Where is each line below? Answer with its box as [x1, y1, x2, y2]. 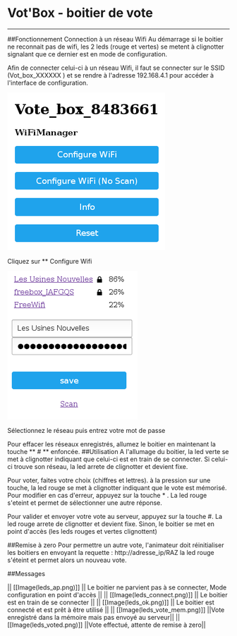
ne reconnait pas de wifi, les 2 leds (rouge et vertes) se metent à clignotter [7, 42, 224, 51]
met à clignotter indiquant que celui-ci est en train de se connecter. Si [7, 455, 210, 463]
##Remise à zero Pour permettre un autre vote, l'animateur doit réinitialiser [7, 541, 224, 549]
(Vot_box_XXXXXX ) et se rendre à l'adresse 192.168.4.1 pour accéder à [7, 71, 214, 79]
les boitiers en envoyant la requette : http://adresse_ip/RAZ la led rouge [7, 548, 214, 556]
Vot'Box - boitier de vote [7, 5, 153, 21]
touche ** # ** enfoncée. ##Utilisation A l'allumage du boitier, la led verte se [7, 447, 229, 455]
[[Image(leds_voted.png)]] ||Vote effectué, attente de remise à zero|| [7, 620, 206, 629]
